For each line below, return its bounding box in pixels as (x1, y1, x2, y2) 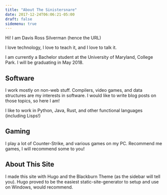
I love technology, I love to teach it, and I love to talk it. (5, 44, 117, 50)
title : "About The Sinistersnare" (5, 7, 77, 12)
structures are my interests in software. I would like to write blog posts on (5, 93, 156, 99)
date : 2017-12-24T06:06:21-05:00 (5, 12, 75, 17)
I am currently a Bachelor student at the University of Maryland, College (5, 54, 153, 60)
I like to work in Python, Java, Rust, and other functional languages (5, 108, 143, 114)
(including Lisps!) (5, 113, 41, 119)
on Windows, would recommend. (5, 184, 73, 190)
